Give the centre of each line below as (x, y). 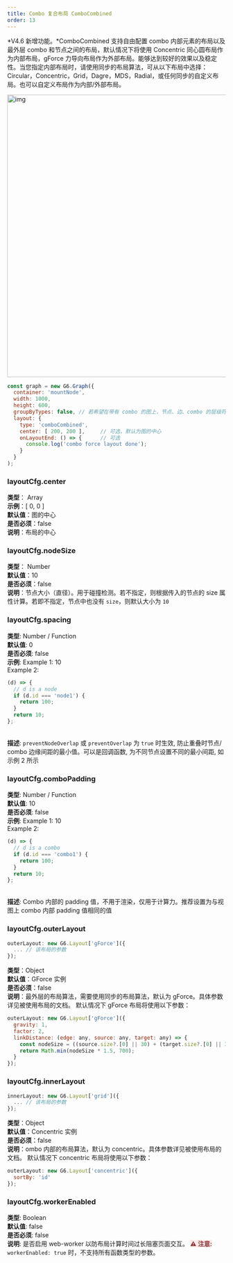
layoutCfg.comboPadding (51, 778)
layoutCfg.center (37, 481)
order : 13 (21, 20)
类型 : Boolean (27, 1218)
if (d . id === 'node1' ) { (49, 695)
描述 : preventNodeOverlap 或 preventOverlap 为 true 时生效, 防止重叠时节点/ (114, 743)
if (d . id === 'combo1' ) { (51, 854)
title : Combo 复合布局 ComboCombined (60, 14)
